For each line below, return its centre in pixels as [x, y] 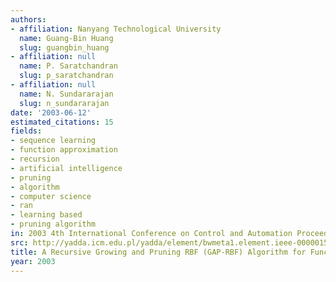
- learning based [46, 215]
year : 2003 [33, 261]
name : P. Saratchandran [68, 66]
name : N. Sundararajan [66, 94]
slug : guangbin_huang [64, 47]
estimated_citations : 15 [62, 122]
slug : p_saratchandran [66, 76]
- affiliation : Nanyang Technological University [116, 29]
